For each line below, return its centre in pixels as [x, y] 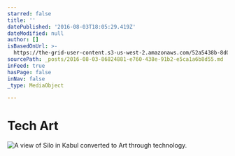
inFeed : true [26, 66]
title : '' [22, 20]
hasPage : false [29, 72]
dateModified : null [36, 33]
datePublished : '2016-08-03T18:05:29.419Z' [72, 27]
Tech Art [33, 126]
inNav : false [26, 79]
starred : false [29, 14]
